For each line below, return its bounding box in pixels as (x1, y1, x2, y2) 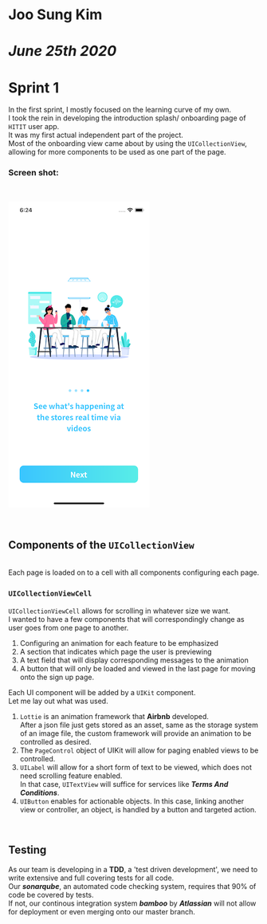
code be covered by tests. (8, 890, 94, 899)
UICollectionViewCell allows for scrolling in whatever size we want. (8, 606, 231, 615)
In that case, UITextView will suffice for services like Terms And (19, 779, 229, 788)
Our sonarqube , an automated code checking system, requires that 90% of (8, 881, 257, 891)
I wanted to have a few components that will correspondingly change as (8, 614, 245, 623)
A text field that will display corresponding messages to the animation (19, 655, 249, 665)
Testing (8, 843, 47, 857)
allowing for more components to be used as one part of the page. (8, 147, 226, 157)
